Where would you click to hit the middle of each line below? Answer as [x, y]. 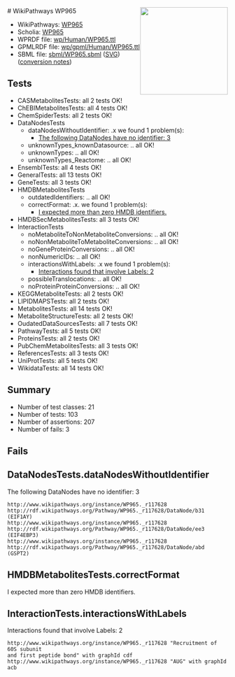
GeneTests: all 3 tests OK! [55, 182]
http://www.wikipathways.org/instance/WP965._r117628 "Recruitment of [112, 643]
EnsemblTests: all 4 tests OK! [59, 167]
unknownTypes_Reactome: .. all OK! [79, 159]
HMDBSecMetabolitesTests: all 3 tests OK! [78, 219]
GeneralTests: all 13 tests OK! [59, 175]
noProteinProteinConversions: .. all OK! [84, 286]
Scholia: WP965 [41, 32]
